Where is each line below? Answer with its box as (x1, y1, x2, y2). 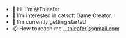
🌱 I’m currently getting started (11, 18, 86, 25)
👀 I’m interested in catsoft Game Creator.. (11, 12, 114, 19)
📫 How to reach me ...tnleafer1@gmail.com (11, 25, 120, 32)
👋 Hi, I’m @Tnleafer (11, 6, 60, 12)
